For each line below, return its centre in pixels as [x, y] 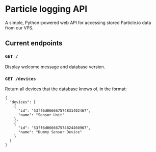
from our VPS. [19, 27]
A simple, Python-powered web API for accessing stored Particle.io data [78, 23]
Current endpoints [34, 43]
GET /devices [21, 79]
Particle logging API [46, 9]
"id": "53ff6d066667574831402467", [54, 111]
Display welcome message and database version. [55, 67]
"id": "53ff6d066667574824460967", [54, 128]
